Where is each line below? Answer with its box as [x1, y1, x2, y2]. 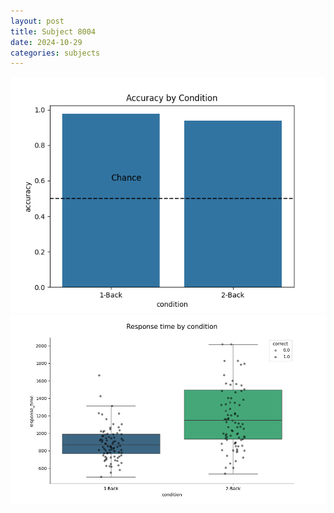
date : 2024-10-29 [10, 37, 83, 47]
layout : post [10, 16, 65, 26]
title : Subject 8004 [10, 26, 97, 37]
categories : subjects [10, 48, 101, 58]
